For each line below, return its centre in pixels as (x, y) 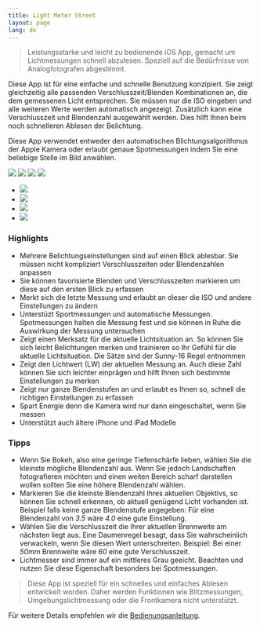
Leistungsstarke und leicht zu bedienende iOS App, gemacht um (131, 53)
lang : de (22, 30)
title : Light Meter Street (52, 15)
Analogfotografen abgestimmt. (77, 69)
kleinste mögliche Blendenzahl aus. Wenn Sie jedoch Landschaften (128, 468)
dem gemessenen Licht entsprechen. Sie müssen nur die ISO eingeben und (130, 101)
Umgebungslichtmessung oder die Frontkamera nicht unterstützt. (133, 600)
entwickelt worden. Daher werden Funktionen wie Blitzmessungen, (135, 591)
